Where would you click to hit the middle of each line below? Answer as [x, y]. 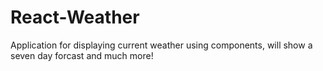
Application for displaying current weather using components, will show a [161, 45]
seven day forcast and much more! [82, 55]
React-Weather [75, 17]
